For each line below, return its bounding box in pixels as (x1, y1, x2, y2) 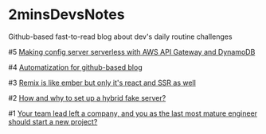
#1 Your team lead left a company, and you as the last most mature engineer (8, 109, 257, 118)
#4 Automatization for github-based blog (8, 62, 143, 72)
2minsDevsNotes (8, 6, 125, 24)
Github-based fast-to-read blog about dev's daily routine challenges (8, 32, 233, 41)
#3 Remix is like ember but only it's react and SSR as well (8, 78, 197, 87)
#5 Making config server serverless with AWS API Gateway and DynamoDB (8, 47, 256, 56)
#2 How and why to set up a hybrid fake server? (8, 93, 166, 102)
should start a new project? (8, 117, 98, 126)
